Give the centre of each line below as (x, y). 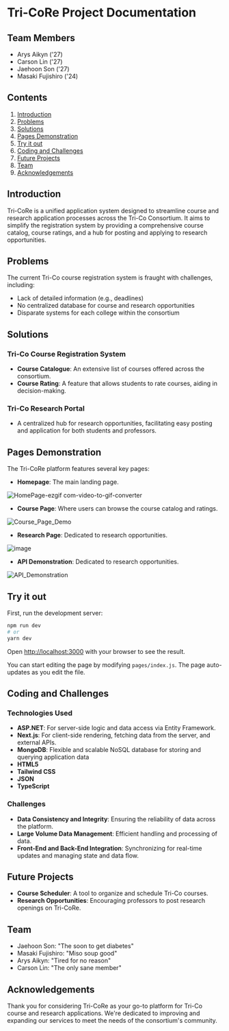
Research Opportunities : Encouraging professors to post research (111, 901)
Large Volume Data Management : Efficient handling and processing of (117, 834)
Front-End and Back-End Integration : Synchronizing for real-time (109, 848)
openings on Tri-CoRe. (49, 908)
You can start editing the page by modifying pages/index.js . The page (106, 665)
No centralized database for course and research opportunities (106, 306)
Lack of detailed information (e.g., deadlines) (80, 298)
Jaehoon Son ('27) (43, 69)
